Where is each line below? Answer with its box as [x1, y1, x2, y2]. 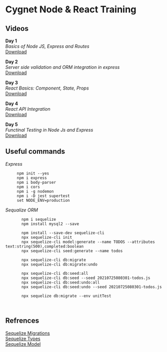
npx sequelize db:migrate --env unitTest [21, 293, 112, 298]
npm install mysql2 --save [21, 221, 80, 226]
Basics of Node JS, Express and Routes [5, 43, 90, 49]
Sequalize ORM [5, 207, 39, 213]
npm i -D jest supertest [16, 193, 70, 199]
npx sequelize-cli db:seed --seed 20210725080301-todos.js [21, 275, 151, 280]
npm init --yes [16, 171, 50, 176]
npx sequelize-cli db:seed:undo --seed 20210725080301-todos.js [21, 284, 162, 289]
